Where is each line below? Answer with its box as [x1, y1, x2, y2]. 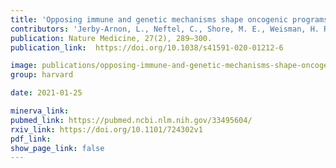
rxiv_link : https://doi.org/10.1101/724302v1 [10, 124, 203, 135]
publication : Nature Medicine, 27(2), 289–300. [10, 33, 213, 43]
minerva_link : [10, 106, 70, 116]
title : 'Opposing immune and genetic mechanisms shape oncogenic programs [10, 14, 329, 25]
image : [10, 61, 38, 71]
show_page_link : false [10, 143, 105, 153]
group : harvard [10, 70, 74, 80]
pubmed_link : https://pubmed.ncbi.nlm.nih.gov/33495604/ [10, 115, 253, 125]
